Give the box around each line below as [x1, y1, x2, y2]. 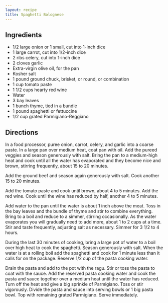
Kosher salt [12, 71, 36, 77]
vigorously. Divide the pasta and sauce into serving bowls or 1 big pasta [5, 286, 153, 292]
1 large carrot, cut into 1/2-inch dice [12, 49, 86, 55]
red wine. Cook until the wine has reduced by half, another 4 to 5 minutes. [5, 193, 158, 199]
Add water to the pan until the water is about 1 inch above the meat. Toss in [5, 203, 161, 209]
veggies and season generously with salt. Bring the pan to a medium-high [5, 152, 158, 159]
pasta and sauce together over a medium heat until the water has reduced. [5, 276, 159, 282]
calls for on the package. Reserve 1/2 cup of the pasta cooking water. [5, 255, 149, 262]
